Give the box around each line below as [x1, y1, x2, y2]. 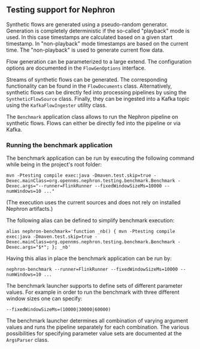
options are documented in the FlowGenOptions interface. [6, 64, 146, 71]
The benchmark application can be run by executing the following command [6, 154, 195, 162]
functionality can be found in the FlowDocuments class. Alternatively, [6, 82, 172, 90]
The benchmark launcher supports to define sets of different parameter [6, 282, 183, 290]
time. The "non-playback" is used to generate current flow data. [6, 46, 165, 53]
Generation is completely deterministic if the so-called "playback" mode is [6, 27, 190, 34]
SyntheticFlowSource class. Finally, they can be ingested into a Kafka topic [6, 95, 190, 102]
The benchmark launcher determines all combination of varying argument [6, 317, 189, 324]
